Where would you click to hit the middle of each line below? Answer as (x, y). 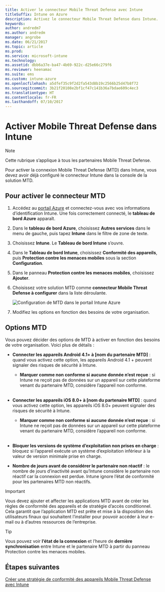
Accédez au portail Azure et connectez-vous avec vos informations (81, 208)
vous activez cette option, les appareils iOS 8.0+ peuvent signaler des (83, 405)
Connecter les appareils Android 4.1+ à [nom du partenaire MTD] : (82, 355)
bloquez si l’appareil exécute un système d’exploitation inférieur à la (81, 451)
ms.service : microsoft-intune (36, 56)
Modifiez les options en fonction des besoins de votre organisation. (81, 312)
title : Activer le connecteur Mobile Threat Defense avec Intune (74, 10)
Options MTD (26, 328)
